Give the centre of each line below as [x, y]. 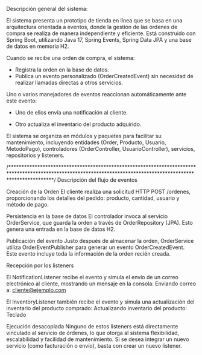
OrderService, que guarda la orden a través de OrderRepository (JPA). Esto [99, 223]
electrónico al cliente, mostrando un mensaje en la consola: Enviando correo [101, 284]
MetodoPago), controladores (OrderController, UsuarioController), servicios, [101, 149]
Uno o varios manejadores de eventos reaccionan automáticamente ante [96, 94]
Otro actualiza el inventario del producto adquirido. [78, 124]
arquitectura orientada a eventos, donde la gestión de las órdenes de [92, 27]
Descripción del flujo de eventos [97, 180]
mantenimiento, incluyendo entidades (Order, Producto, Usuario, [86, 142]
